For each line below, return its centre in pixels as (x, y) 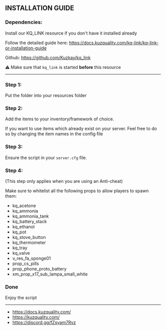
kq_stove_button (29, 237)
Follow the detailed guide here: (37, 43)
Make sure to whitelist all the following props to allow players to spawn (77, 191)
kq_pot (19, 232)
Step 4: (14, 170)
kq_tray (20, 248)
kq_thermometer (29, 242)
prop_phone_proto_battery (39, 269)
